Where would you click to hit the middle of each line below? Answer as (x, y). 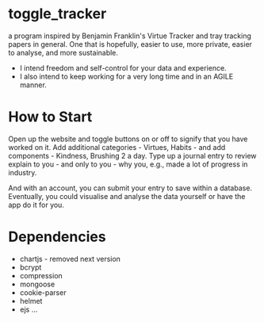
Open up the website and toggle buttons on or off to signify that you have (128, 139)
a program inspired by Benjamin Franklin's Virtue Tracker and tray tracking (130, 36)
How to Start (50, 117)
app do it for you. (36, 205)
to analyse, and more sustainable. (63, 52)
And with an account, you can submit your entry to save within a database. (130, 188)
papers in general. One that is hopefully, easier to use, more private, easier (130, 44)
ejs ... (29, 309)
